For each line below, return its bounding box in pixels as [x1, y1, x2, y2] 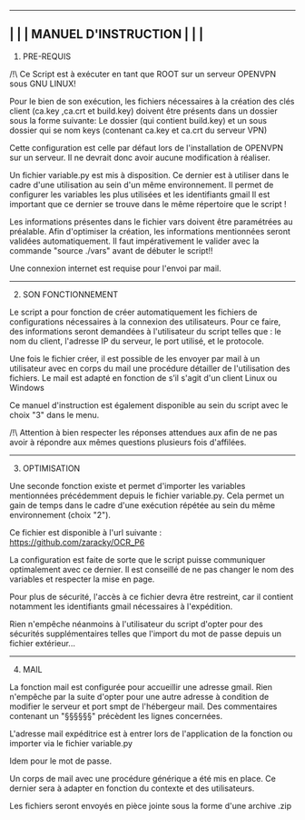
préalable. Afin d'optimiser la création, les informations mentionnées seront [9, 225, 290, 236]
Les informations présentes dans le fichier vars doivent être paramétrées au [9, 215, 293, 227]
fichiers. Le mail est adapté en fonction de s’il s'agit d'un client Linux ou [9, 372, 278, 383]
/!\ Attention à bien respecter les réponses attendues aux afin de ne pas [9, 426, 278, 437]
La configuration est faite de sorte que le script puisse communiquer [9, 554, 266, 565]
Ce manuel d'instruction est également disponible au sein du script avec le [9, 399, 289, 410]
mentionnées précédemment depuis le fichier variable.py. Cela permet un [9, 490, 285, 501]
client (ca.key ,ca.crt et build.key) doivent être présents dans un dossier [9, 105, 279, 116]
